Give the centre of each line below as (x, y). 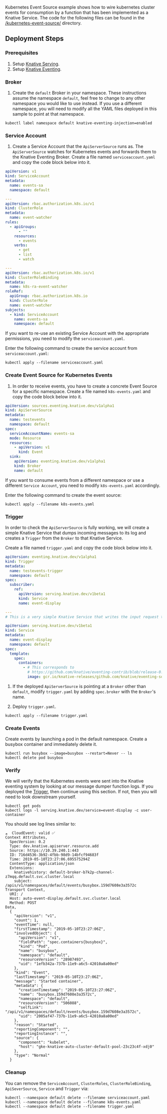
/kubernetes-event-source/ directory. (43, 23)
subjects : (15, 310)
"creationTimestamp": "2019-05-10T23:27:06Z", (67, 990)
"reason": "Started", (36, 1025)
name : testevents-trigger (37, 571)
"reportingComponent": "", (42, 1029)
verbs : (21, 245)
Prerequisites (22, 53)
